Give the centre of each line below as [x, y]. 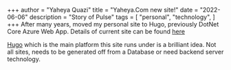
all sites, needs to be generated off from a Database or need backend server [115, 52]
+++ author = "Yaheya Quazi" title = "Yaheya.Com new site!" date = [103, 10]
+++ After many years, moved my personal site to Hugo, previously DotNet [113, 24]
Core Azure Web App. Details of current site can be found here [96, 31]
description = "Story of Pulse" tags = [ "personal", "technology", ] [122, 17]
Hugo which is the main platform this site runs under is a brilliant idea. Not [112, 45]
